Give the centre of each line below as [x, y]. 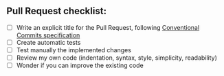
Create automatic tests [48, 42]
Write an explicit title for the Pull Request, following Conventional [108, 27]
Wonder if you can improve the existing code [80, 65]
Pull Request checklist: [57, 11]
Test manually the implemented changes [74, 50]
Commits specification [48, 35]
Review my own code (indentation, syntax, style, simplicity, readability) [117, 58]
